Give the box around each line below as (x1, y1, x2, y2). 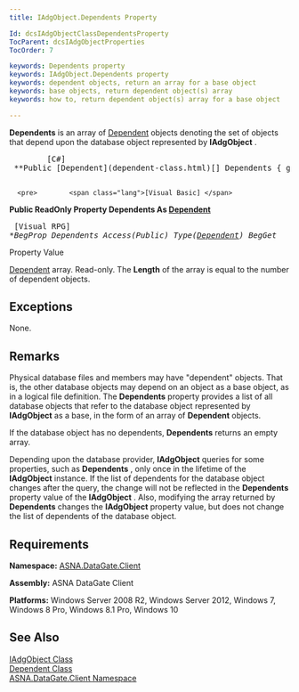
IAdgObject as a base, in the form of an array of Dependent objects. (9, 411, 262, 421)
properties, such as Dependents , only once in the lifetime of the (9, 464, 246, 475)
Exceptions (9, 299, 73, 314)
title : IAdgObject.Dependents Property (9, 12, 158, 22)
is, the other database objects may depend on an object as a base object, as (9, 382, 289, 393)
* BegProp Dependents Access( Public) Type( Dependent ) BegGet (9, 230, 278, 240)
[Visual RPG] (13, 221, 71, 232)
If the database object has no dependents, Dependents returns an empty (9, 427, 279, 438)
